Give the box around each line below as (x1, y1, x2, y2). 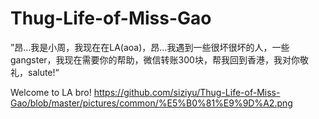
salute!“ (27, 66, 60, 78)
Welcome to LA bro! (10, 86, 92, 98)
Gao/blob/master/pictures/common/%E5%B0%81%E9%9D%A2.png (10, 97, 293, 109)
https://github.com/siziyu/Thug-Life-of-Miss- (93, 86, 281, 98)
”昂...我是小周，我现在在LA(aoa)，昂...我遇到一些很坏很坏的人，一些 (10, 41, 290, 53)
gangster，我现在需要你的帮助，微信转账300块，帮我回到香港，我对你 (10, 53, 300, 66)
